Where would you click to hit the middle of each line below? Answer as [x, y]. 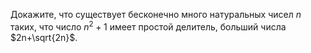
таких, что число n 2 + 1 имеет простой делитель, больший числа [148, 26]
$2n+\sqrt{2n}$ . [44, 37]
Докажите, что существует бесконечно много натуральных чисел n [156, 14]
